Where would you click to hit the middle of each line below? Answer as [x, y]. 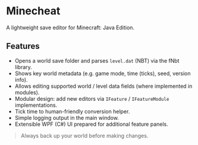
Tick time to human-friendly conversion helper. [72, 111]
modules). [27, 92]
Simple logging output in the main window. [67, 118]
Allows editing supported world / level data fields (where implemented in [103, 86]
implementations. [36, 105]
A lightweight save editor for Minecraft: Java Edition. [70, 27]
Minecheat [33, 11]
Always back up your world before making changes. [84, 135]
